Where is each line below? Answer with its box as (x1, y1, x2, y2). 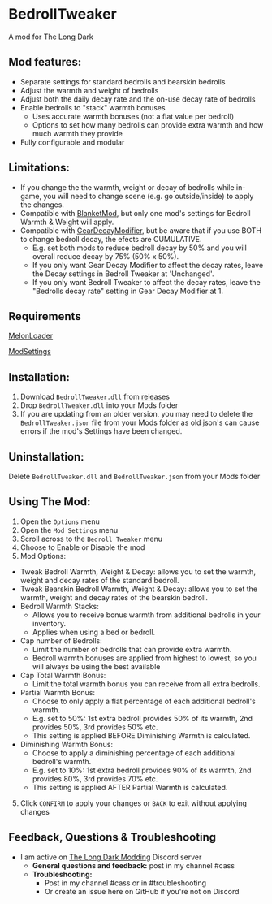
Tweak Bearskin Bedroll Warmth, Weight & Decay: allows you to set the (19, 584, 258, 594)
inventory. (32, 618, 67, 628)
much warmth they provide (32, 128, 123, 138)
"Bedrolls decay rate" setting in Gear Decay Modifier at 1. (32, 286, 224, 296)
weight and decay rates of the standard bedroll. (19, 575, 180, 585)
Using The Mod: (8, 495, 91, 508)
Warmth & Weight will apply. (19, 217, 114, 227)
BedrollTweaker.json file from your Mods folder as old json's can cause (19, 417, 260, 427)
